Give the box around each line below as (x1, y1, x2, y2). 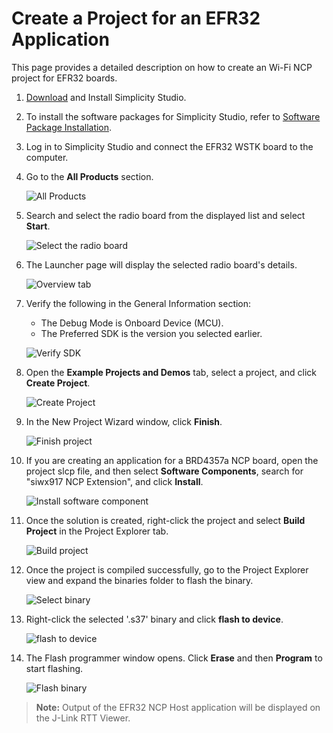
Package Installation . (25, 121, 113, 133)
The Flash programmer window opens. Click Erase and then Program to (25, 652, 323, 664)
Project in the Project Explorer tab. (25, 525, 169, 537)
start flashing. (25, 662, 84, 674)
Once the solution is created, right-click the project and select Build (25, 514, 306, 526)
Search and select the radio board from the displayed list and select (25, 209, 306, 221)
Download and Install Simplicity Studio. (25, 91, 187, 103)
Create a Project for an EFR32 (11, 7, 261, 30)
